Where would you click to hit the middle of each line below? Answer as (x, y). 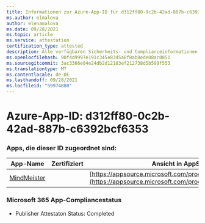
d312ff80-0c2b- (127, 116)
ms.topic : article (30, 35)
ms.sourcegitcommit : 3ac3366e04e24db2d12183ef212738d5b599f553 (88, 63)
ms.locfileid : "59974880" (39, 86)
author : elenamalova (33, 23)
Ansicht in (167, 164)
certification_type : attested (45, 46)
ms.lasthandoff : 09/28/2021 (42, 80)
